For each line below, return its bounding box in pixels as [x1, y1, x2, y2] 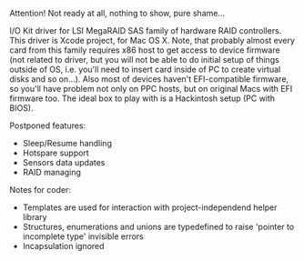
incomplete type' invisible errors [22, 231, 144, 242]
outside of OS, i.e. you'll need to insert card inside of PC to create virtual [9, 64, 281, 75]
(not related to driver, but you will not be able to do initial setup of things [9, 55, 279, 65]
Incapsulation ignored [22, 241, 105, 251]
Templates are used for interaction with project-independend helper [22, 202, 278, 213]
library [22, 212, 47, 222]
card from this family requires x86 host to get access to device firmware [9, 45, 280, 55]
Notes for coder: [9, 185, 71, 195]
